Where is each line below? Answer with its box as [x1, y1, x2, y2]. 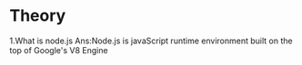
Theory [9, 5, 66, 26]
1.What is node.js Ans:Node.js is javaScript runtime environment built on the [9, 35, 293, 46]
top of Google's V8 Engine [9, 44, 108, 55]
